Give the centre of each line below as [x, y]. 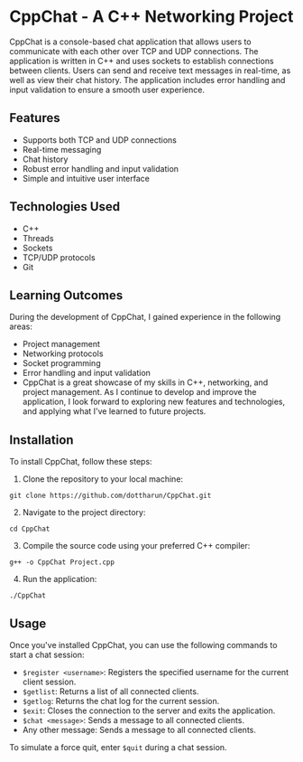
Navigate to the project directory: [84, 513]
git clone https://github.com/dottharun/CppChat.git [110, 496]
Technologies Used [64, 207]
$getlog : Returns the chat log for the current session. [121, 701]
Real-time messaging [62, 149]
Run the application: [60, 579]
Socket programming [61, 363]
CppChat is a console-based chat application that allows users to [130, 42]
